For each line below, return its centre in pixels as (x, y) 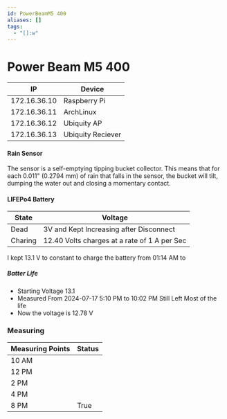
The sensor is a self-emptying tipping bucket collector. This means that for (113, 169)
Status (88, 348)
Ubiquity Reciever (92, 134)
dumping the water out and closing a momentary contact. (89, 184)
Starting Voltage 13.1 (46, 291)
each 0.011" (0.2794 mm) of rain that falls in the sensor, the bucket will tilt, (112, 176)
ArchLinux (80, 112)
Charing (24, 240)
